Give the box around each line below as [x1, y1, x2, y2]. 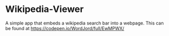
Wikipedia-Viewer [5, 3, 84, 15]
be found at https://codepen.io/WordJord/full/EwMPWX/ [5, 25, 124, 31]
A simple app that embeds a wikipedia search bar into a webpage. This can [5, 20, 164, 26]
